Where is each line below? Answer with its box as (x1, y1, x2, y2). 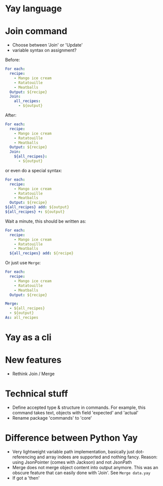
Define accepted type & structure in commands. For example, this (12, 404, 146, 410)
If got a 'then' (12, 475, 40, 481)
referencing (12, 454, 36, 460)
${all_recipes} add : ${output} (5, 205, 69, 210)
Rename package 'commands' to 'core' (12, 415, 92, 421)
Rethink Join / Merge (12, 371, 55, 377)
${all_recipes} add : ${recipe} (9, 251, 74, 256)
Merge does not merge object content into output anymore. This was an (12, 464, 159, 470)
